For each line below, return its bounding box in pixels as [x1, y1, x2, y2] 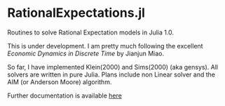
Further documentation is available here [7, 91, 123, 100]
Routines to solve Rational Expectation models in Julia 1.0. [7, 28, 174, 37]
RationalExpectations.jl [7, 5, 146, 21]
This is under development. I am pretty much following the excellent [7, 41, 203, 50]
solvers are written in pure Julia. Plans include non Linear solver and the [7, 70, 216, 79]
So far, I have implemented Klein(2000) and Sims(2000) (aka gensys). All [7, 62, 219, 71]
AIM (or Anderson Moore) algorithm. [7, 77, 112, 86]
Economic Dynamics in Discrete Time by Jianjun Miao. [7, 49, 165, 58]
